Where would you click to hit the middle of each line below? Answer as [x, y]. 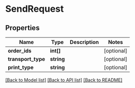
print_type [21, 67]
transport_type [27, 59]
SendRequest [35, 9]
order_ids [20, 51]
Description [84, 42]
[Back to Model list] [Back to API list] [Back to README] [64, 80]
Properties [22, 28]
